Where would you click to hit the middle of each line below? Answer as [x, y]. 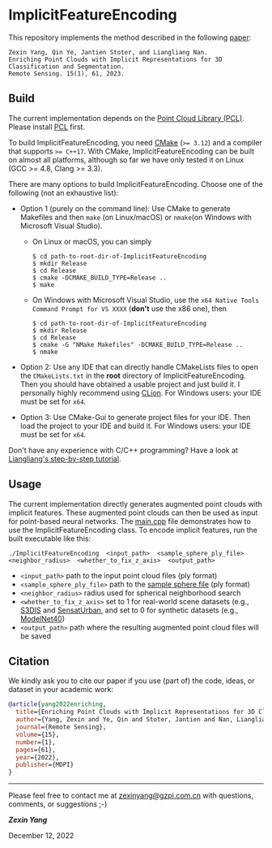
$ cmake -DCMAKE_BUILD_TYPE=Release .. [100, 278]
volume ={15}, [38, 734]
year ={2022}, [38, 757]
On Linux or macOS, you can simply [92, 241]
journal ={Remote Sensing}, [61, 727]
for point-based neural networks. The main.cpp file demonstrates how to [130, 521]
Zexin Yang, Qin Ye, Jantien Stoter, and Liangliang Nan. [108, 52]
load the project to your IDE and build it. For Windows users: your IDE [135, 426]
